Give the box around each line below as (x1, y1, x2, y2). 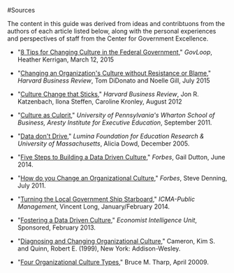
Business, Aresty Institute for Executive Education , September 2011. (17, 118, 212, 127)
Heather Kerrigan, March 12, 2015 (17, 55, 114, 64)
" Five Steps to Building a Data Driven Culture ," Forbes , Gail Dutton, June (17, 153, 226, 161)
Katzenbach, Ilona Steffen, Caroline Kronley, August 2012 (17, 97, 183, 106)
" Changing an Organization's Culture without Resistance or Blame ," (17, 69, 212, 77)
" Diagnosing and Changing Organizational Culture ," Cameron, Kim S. (17, 237, 215, 245)
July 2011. (17, 181, 47, 190)
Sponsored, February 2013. (17, 223, 96, 232)
